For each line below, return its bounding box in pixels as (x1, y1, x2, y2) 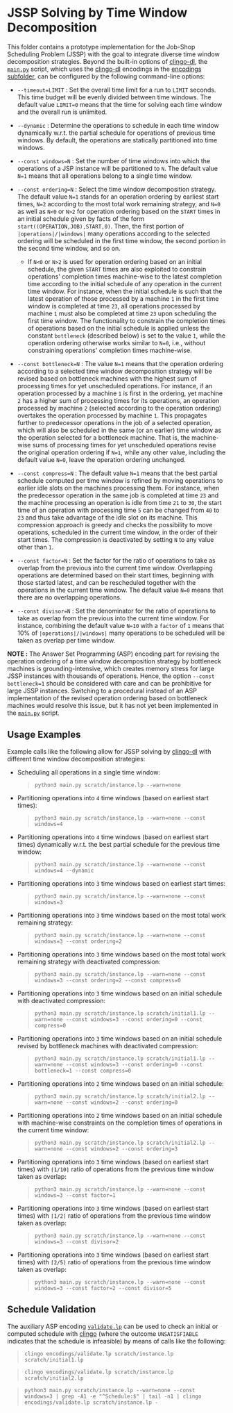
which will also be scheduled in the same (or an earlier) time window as (17, 426, 222, 434)
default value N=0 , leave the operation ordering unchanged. (17, 455, 186, 463)
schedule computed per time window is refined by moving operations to (17, 476, 223, 484)
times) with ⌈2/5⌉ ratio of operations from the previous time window (17, 1257, 212, 1266)
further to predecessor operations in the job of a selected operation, (17, 418, 213, 427)
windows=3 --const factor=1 (34, 1191, 116, 1199)
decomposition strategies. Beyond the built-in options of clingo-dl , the (7, 57, 208, 65)
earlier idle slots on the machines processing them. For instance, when (17, 484, 220, 492)
